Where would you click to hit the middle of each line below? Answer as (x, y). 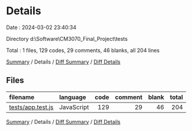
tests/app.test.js (31, 107)
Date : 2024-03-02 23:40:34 (41, 27)
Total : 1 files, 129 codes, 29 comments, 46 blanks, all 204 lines (83, 50)
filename (22, 97)
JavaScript (74, 107)
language (73, 97)
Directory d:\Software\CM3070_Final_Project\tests (67, 39)
